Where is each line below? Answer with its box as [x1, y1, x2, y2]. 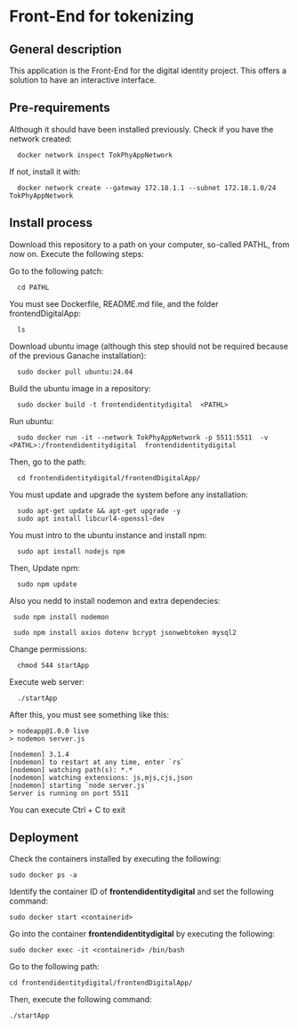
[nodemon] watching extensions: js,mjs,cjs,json [9, 773, 193, 782]
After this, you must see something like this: [9, 709, 170, 719]
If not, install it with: [9, 166, 82, 177]
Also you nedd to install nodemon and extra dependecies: [9, 595, 221, 606]
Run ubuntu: [9, 415, 54, 426]
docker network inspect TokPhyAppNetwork [17, 150, 173, 159]
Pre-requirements [9, 100, 111, 116]
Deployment [9, 830, 79, 846]
